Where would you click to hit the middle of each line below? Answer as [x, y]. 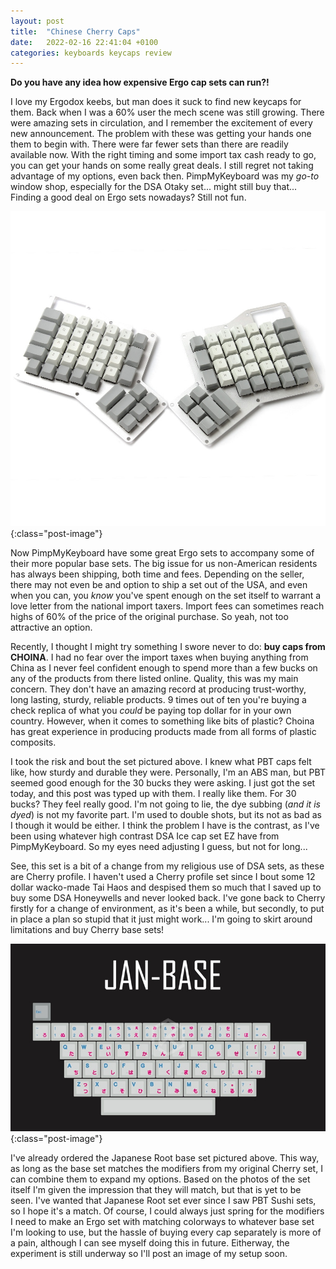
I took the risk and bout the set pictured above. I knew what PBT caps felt [161, 762]
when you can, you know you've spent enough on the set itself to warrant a [166, 596]
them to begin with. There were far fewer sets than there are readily [149, 144]
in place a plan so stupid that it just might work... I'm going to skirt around [161, 919]
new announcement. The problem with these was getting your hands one [161, 134]
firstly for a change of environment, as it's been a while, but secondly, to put [167, 909]
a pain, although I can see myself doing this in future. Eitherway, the [150, 1243]
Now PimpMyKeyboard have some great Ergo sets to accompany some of [162, 553]
